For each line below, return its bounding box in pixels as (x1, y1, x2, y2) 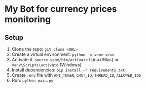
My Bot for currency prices (4, 3, 117, 15)
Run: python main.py (11, 77, 54, 83)
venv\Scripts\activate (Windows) (11, 62, 82, 67)
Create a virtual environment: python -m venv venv (11, 51, 114, 57)
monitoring (4, 14, 51, 25)
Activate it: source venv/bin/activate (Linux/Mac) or (11, 57, 119, 62)
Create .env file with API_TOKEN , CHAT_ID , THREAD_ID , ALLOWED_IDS (11, 72, 141, 78)
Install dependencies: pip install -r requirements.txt (11, 67, 125, 73)
